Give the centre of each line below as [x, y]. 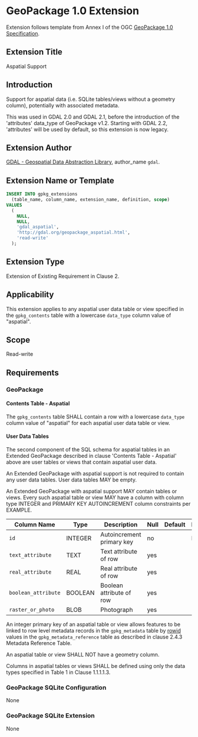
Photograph [116, 610]
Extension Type [35, 262]
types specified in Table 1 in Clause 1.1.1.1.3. [58, 672]
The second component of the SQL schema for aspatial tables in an [88, 450]
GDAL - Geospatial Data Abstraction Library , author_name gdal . [83, 162]
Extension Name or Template [60, 180]
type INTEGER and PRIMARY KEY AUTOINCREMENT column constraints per [98, 504]
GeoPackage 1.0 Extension [73, 11]
